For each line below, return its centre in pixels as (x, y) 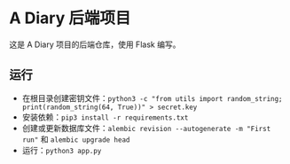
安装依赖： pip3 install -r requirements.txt (105, 117)
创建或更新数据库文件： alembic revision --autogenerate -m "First (146, 128)
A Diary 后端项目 (70, 18)
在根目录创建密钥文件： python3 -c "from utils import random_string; (152, 98)
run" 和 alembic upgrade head (76, 139)
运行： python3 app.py (62, 150)
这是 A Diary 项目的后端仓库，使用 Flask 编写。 (95, 44)
